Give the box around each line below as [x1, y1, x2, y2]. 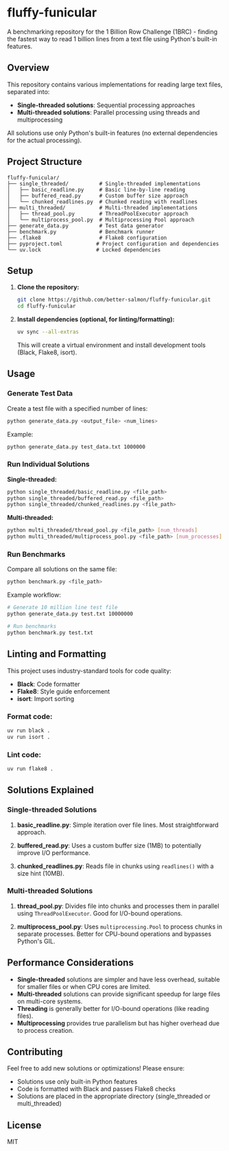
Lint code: [7, 750, 41, 760]
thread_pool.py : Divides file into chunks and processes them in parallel [16, 902, 219, 910]
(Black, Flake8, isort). [16, 348, 77, 356]
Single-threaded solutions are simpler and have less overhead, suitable [16, 975, 221, 983]
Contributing [7, 1046, 63, 1058]
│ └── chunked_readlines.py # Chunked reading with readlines [7, 198, 197, 205]
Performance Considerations [7, 957, 134, 969]
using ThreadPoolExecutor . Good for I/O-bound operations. [16, 909, 183, 918]
